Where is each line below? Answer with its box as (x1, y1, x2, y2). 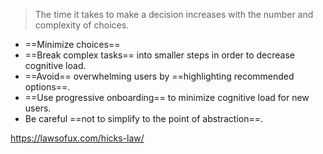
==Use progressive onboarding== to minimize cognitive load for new (24, 92, 310, 103)
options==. (24, 81, 71, 93)
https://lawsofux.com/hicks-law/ (10, 132, 145, 144)
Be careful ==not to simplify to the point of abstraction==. (24, 113, 264, 124)
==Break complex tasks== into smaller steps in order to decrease (24, 49, 296, 61)
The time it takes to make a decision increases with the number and (34, 9, 314, 20)
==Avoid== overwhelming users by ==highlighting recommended (24, 70, 295, 82)
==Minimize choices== (24, 39, 121, 50)
